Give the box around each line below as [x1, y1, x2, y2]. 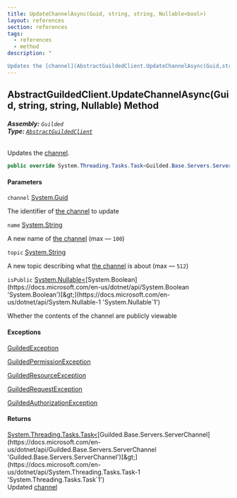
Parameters [7, 177, 42, 186]
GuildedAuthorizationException [7, 398, 98, 407]
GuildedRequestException [7, 384, 83, 393]
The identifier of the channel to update [7, 207, 120, 215]
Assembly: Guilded [7, 119, 63, 128]
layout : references [7, 17, 65, 24]
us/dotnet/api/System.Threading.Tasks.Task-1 [7, 468, 141, 476]
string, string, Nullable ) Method [18, 100, 159, 112]
